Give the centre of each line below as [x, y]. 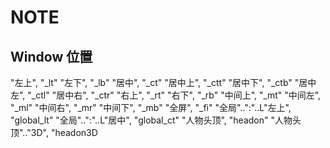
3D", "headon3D [64, 132]
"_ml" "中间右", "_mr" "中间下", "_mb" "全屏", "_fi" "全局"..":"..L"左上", [151, 107]
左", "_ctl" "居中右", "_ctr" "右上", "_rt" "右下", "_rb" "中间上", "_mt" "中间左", [166, 95]
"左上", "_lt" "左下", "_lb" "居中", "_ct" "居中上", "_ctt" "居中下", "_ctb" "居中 [163, 82]
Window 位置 [51, 56]
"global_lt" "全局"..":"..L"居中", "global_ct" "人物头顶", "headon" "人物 [151, 120]
